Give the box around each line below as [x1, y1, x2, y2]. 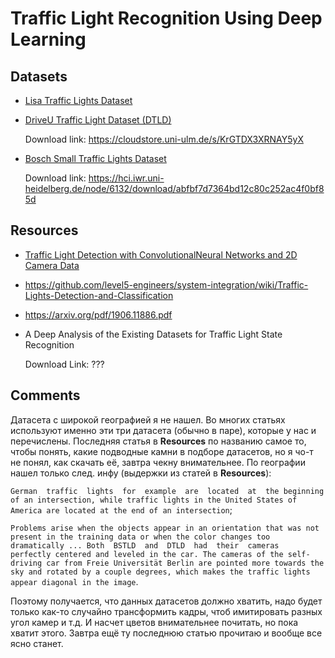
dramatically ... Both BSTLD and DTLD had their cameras [10, 540, 280, 551]
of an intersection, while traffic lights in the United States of [10, 495, 298, 505]
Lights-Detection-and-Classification [24, 289, 174, 301]
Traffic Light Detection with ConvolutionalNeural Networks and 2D [24, 248, 298, 261]
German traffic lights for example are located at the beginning [10, 486, 325, 496]
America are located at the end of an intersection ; [10, 503, 233, 516]
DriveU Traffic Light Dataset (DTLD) [24, 114, 172, 126]
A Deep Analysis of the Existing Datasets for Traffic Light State [24, 328, 283, 340]
